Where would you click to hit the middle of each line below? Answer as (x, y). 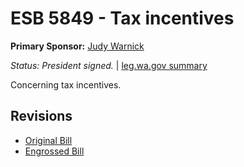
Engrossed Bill (54, 151)
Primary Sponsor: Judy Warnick (77, 46)
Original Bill (48, 140)
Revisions (41, 116)
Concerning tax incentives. (66, 84)
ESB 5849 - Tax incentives (122, 18)
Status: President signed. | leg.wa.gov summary (109, 65)
